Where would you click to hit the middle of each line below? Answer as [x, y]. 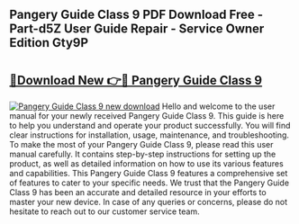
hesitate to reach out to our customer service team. [104, 211]
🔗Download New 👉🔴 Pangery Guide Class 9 [136, 80]
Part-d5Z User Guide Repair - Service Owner [137, 29]
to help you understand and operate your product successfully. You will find [150, 125]
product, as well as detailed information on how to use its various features [146, 164]
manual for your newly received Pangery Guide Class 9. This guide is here [147, 116]
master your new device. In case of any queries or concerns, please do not [149, 202]
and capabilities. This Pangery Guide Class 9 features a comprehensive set [149, 173]
